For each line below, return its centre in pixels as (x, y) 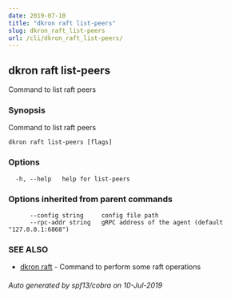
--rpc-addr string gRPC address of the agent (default (126, 222)
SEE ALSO (28, 249)
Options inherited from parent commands (91, 199)
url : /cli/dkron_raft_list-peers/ (66, 38)
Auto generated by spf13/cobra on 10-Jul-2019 (85, 285)
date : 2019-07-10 (37, 16)
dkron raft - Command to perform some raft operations (110, 267)
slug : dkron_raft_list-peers (57, 30)
